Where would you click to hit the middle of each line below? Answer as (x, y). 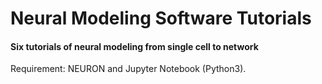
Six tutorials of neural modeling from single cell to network (134, 46)
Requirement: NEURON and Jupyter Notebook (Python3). (128, 69)
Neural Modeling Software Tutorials (161, 18)
